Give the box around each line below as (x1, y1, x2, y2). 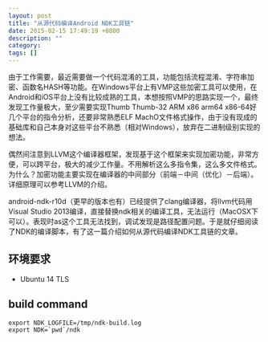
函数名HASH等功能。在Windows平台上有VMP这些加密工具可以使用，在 (22, 82, 258, 92)
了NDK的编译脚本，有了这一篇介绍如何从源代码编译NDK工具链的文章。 (8, 226, 243, 236)
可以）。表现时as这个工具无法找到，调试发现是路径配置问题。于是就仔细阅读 (8, 217, 259, 226)
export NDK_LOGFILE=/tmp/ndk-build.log (8, 319, 142, 327)
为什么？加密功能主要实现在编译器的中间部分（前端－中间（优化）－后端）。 (8, 169, 258, 179)
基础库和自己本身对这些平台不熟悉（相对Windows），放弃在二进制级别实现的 (8, 122, 261, 132)
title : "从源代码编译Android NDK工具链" (8, 19, 135, 27)
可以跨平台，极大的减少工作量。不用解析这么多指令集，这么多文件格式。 (22, 160, 262, 169)
